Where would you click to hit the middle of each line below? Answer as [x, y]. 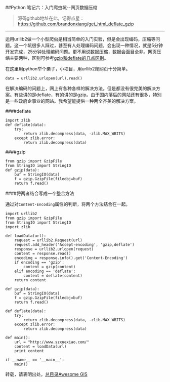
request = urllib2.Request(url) [48, 240]
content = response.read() [43, 253]
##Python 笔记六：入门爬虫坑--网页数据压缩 [51, 7]
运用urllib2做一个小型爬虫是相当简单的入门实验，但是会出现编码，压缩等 [80, 39]
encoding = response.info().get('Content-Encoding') [71, 258]
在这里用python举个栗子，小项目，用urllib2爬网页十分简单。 [68, 69]
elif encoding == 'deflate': [45, 271]
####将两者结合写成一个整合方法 [40, 193]
